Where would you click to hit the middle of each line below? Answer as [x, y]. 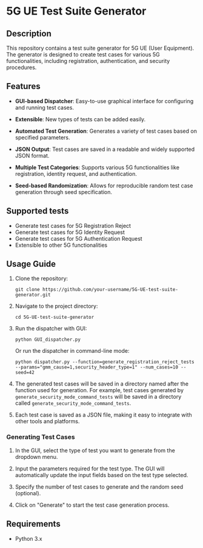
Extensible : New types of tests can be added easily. [80, 119]
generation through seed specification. [64, 192]
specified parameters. [42, 137]
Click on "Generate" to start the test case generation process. [92, 505]
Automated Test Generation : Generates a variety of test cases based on [106, 131]
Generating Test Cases [41, 437]
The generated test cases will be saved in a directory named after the [102, 384]
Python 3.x [28, 538]
